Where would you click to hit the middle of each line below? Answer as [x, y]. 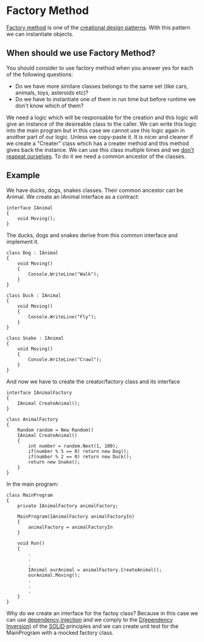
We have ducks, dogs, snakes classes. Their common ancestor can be [95, 190]
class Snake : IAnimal [35, 338]
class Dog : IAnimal [33, 253]
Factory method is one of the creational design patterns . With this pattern [98, 27]
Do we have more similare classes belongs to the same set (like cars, [102, 86]
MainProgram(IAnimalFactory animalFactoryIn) [76, 516]
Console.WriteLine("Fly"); [62, 317]
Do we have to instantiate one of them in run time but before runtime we [105, 99]
